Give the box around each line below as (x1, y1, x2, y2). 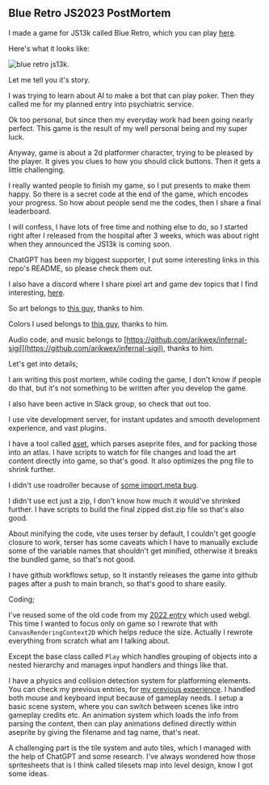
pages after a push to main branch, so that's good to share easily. (8, 578, 227, 589)
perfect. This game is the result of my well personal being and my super (8, 123, 248, 133)
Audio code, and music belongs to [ (8, 335, 127, 344)
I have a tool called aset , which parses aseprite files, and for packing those (8, 438, 258, 448)
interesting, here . (8, 287, 65, 298)
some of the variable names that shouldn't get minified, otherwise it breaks (8, 546, 258, 555)
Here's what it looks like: (8, 44, 90, 53)
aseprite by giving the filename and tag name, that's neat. (8, 727, 200, 736)
